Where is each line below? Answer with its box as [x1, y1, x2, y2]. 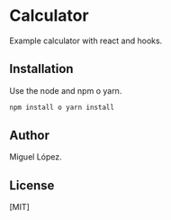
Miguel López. [9, 151, 62, 162]
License [9, 178, 55, 193]
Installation [9, 61, 74, 77]
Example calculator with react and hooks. [9, 35, 163, 46]
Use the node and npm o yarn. [9, 85, 122, 96]
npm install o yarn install [9, 103, 115, 112]
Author [9, 128, 49, 143]
